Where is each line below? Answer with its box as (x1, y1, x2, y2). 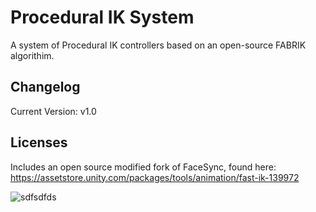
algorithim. (10, 49, 55, 61)
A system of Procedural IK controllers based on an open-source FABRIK (10, 39, 307, 51)
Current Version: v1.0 (10, 105, 97, 117)
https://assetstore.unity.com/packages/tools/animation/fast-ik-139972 (10, 171, 300, 183)
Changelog (10, 79, 81, 96)
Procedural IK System (10, 6, 195, 29)
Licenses (10, 134, 68, 151)
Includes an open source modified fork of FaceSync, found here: (10, 161, 277, 173)
